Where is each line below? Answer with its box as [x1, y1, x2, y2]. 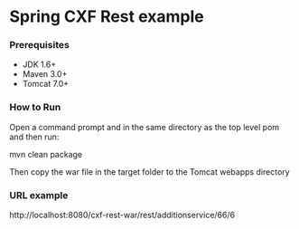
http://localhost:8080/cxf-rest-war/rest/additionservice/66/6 [9, 210, 236, 221]
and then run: [9, 131, 60, 142]
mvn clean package [9, 148, 83, 159]
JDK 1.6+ [22, 59, 57, 70]
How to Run [9, 101, 61, 114]
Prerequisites [9, 39, 70, 52]
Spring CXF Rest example [9, 6, 205, 27]
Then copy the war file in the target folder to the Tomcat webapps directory [9, 166, 291, 177]
